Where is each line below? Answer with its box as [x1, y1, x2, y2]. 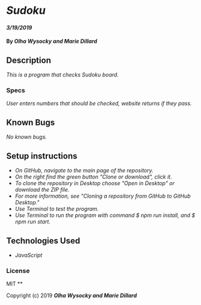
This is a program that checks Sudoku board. [6, 71, 119, 78]
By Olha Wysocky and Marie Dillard [6, 37, 97, 45]
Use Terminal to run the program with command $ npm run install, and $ [14, 212, 196, 219]
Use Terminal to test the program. [14, 206, 99, 213]
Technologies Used [6, 236, 80, 246]
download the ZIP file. [14, 186, 70, 193]
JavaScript [14, 251, 43, 259]
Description [6, 55, 51, 65]
